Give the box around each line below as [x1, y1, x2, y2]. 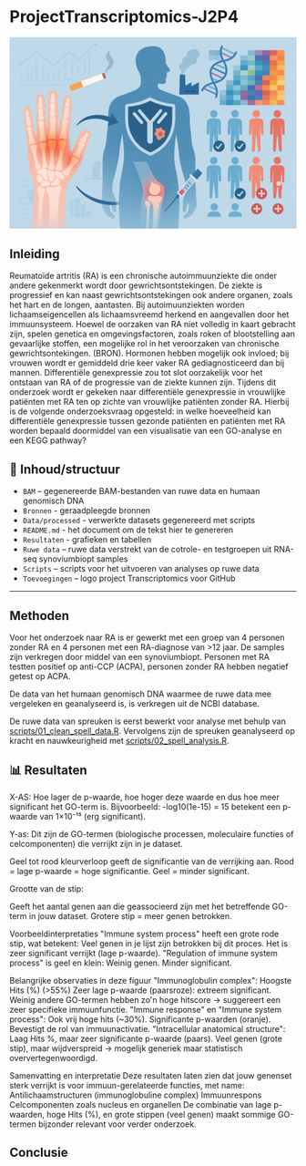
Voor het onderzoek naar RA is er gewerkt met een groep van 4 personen [9, 632, 285, 644]
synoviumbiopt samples [38, 553, 128, 564]
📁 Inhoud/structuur [9, 461, 120, 477]
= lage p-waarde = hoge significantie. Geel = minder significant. [9, 865, 250, 876]
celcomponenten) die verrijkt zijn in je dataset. [9, 838, 184, 849]
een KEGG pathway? [9, 435, 87, 446]
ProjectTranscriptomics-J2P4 [9, 6, 240, 27]
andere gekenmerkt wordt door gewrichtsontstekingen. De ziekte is [9, 280, 262, 291]
